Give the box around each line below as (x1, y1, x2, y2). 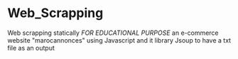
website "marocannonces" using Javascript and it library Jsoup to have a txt (7, 36, 232, 44)
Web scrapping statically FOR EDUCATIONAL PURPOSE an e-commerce (7, 28, 219, 37)
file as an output (7, 43, 55, 52)
